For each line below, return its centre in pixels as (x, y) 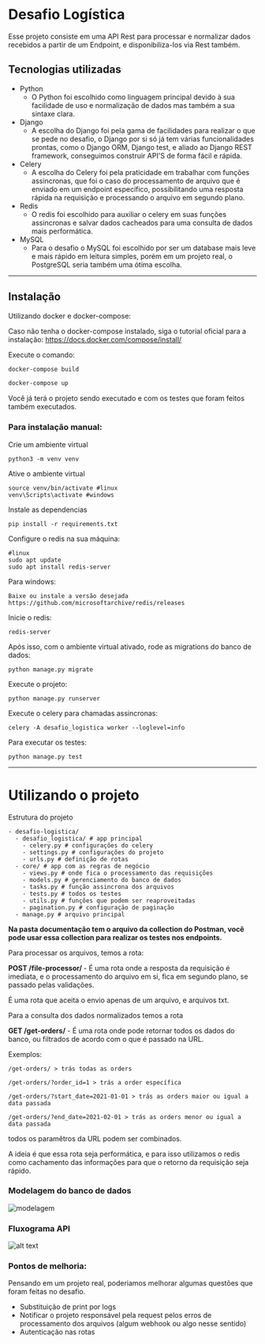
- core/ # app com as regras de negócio (82, 866)
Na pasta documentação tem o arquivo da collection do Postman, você (126, 929)
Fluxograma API (39, 1228)
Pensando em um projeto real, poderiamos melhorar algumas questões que (131, 1283)
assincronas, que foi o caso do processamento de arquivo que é (136, 181)
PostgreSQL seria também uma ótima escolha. (107, 264)
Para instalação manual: (55, 427)
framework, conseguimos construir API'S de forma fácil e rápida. (137, 155)
